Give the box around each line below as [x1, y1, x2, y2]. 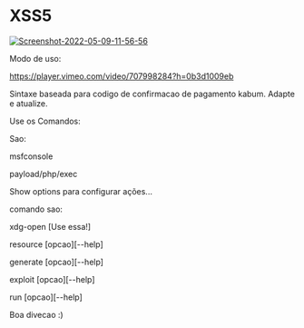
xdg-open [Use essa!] [9, 221, 92, 232]
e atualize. [9, 97, 48, 109]
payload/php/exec [9, 168, 78, 179]
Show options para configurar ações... [9, 185, 152, 196]
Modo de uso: [9, 53, 62, 64]
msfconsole [9, 151, 54, 162]
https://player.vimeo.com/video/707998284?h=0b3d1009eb [9, 70, 234, 82]
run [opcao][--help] [9, 292, 83, 303]
